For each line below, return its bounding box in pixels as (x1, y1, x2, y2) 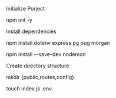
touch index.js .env (6, 85, 52, 92)
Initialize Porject (6, 5, 45, 12)
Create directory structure (6, 62, 69, 69)
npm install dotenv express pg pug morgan (6, 40, 110, 46)
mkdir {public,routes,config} (6, 74, 75, 80)
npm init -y (6, 17, 32, 23)
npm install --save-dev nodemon (6, 51, 87, 58)
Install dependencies (6, 28, 57, 35)
